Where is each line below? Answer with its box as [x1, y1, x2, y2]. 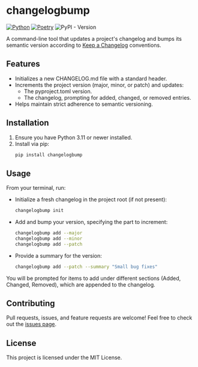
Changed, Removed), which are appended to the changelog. [6, 281, 156, 288]
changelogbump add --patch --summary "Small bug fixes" [14, 264, 158, 270]
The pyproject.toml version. [23, 88, 92, 95]
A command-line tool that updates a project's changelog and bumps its [6, 35, 182, 42]
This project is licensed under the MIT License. [6, 354, 122, 361]
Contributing [6, 299, 55, 309]
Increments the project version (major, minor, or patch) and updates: [14, 81, 184, 88]
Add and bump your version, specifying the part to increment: [14, 219, 168, 226]
